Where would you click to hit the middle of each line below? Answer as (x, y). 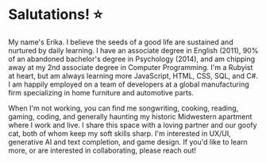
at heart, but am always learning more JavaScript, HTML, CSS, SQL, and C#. (133, 76)
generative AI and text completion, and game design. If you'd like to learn (128, 142)
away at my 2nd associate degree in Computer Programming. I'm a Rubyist (131, 67)
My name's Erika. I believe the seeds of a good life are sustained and (121, 42)
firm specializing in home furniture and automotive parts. (101, 92)
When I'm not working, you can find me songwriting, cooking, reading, (123, 108)
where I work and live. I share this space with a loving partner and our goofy (133, 125)
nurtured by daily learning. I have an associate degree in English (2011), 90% (133, 50)
